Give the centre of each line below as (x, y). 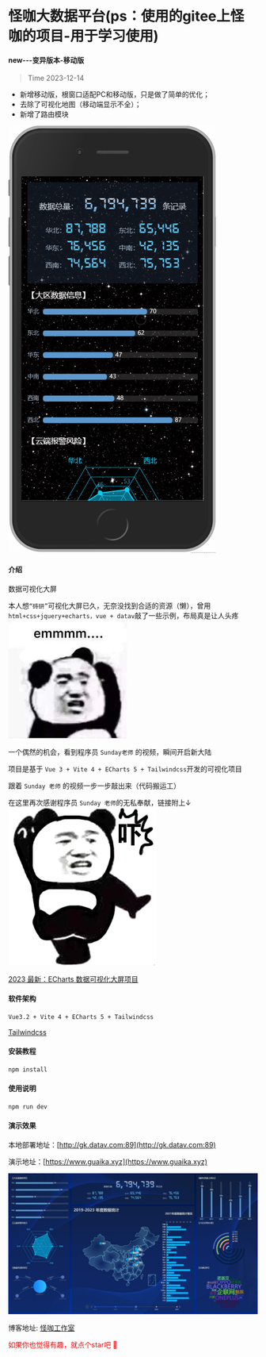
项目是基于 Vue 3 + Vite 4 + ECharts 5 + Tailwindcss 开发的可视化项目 (125, 769)
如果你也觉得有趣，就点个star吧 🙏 (63, 1344)
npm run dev (28, 1107)
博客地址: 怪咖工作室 (42, 1328)
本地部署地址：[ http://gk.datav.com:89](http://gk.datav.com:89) (112, 1145)
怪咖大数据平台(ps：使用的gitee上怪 (126, 16)
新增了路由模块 (44, 114)
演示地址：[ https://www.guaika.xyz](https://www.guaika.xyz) (108, 1162)
